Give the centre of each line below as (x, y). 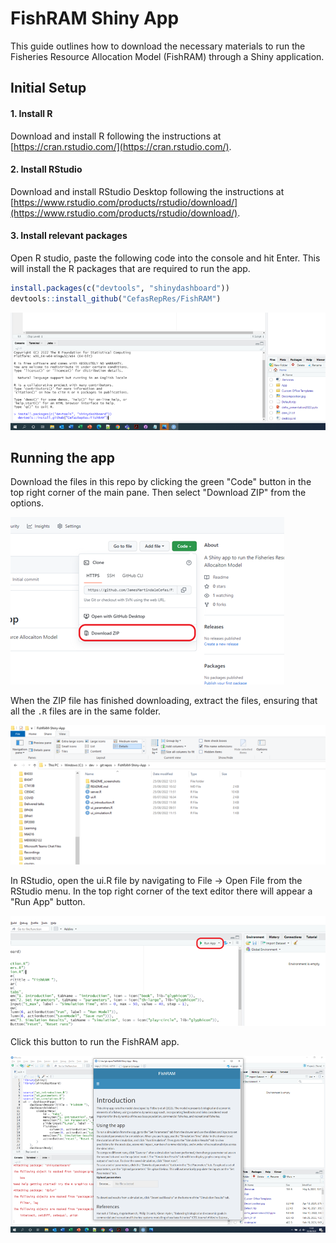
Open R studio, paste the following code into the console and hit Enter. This (165, 258)
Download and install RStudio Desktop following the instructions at (147, 191)
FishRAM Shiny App (95, 18)
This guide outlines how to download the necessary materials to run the (158, 46)
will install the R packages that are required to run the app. (130, 268)
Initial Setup (48, 88)
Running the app (62, 458)
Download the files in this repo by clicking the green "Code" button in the (161, 482)
